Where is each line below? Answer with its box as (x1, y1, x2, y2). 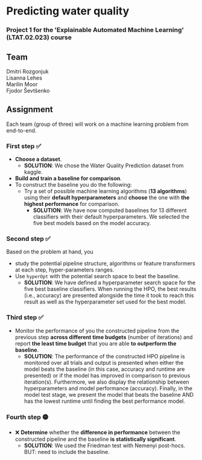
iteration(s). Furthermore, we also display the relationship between (24, 378, 189, 385)
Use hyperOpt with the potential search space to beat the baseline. (14, 273, 180, 280)
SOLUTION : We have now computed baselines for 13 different (33, 207, 187, 214)
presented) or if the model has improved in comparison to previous (24, 371, 191, 379)
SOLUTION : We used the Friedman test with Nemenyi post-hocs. (24, 441, 186, 449)
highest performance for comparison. (24, 200, 119, 208)
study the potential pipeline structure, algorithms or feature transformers (14, 260, 195, 267)
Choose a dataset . (14, 155, 62, 163)
